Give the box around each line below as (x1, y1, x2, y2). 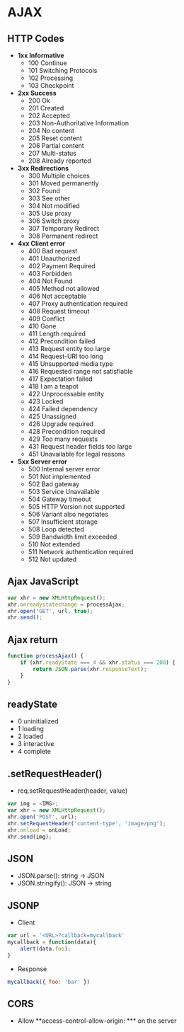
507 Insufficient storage (28, 517, 98, 526)
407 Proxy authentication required (28, 299, 128, 308)
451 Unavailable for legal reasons (28, 450, 125, 458)
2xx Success (17, 89, 57, 97)
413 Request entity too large (28, 345, 110, 352)
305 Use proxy (28, 210, 72, 217)
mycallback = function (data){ (7, 939, 97, 946)
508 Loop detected (28, 525, 85, 533)
